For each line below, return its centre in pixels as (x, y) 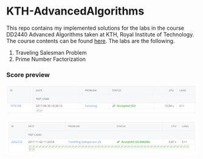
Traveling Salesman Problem (51, 52)
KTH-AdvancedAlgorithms (75, 11)
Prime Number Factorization (50, 59)
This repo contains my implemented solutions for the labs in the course (95, 28)
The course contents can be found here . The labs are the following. (91, 41)
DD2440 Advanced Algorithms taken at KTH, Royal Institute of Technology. (100, 34)
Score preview (28, 75)
